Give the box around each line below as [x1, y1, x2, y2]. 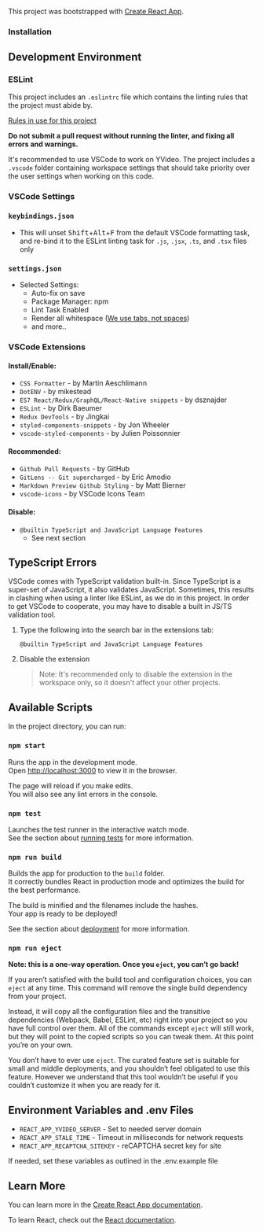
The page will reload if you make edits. [8, 780, 133, 790]
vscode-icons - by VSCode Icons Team [19, 489, 145, 499]
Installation [8, 26, 53, 37]
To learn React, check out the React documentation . [8, 1215, 177, 1225]
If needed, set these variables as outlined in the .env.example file [8, 1156, 218, 1166]
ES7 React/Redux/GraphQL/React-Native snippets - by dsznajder [19, 395, 228, 404]
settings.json [8, 264, 62, 273]
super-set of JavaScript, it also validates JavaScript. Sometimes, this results [8, 585, 254, 595]
